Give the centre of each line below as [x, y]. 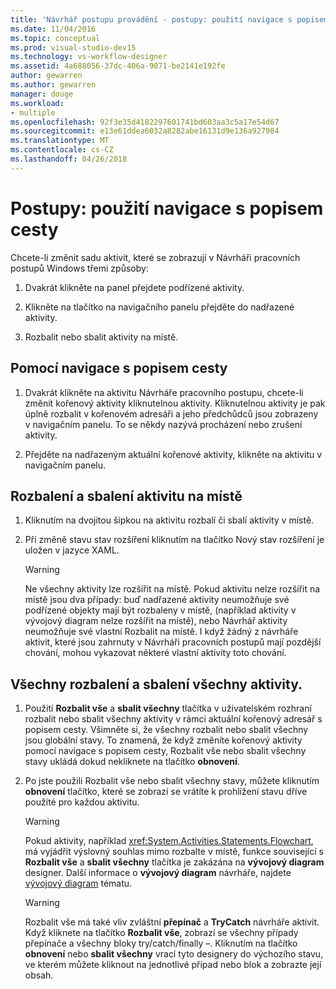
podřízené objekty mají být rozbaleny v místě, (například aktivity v [160, 610]
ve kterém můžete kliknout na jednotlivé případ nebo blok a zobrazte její [173, 965]
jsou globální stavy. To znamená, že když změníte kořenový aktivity [163, 740]
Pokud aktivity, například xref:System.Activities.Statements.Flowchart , [169, 841]
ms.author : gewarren [53, 85]
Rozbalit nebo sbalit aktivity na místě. [101, 337]
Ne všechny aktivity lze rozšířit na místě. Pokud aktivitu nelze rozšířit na [172, 589]
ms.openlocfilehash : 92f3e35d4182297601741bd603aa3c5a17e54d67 [145, 122]
